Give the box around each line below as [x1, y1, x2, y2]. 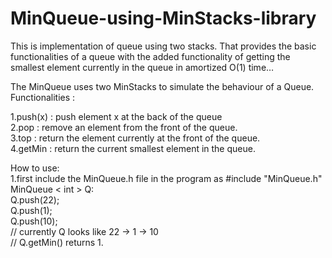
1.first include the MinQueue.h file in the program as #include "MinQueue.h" [10, 172, 323, 184]
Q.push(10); [10, 215, 58, 227]
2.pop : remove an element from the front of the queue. [10, 121, 238, 133]
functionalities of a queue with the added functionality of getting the [10, 50, 291, 62]
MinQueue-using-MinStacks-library [10, 7, 317, 30]
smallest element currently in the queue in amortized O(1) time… [10, 61, 275, 73]
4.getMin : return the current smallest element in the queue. [10, 142, 256, 154]
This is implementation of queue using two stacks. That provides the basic [10, 40, 317, 52]
